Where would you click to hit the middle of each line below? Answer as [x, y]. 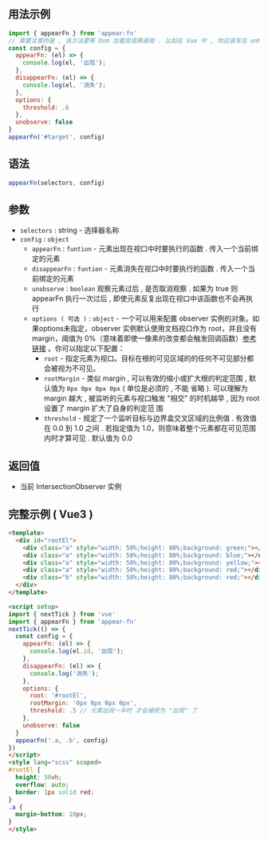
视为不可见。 [79, 369]
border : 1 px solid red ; [55, 792]
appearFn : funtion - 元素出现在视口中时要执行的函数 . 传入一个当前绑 [145, 249]
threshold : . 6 [46, 107]
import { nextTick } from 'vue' [62, 614]
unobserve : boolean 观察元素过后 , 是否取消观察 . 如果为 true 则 [134, 289]
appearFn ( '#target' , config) [57, 137]
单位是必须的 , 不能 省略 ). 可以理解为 [187, 389]
